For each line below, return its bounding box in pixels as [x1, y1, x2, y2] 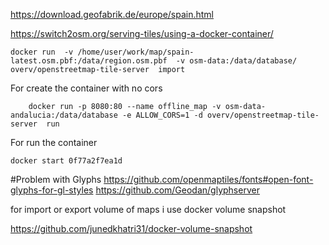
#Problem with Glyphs [10, 174, 102, 185]
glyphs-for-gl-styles [10, 184, 94, 196]
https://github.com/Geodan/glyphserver [95, 184, 260, 196]
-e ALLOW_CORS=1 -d [121, 110, 203, 120]
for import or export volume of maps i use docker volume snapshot [10, 204, 287, 215]
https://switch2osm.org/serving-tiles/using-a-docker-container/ [10, 28, 274, 39]
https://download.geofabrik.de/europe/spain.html [10, 9, 215, 20]
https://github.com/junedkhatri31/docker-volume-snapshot [10, 223, 253, 234]
